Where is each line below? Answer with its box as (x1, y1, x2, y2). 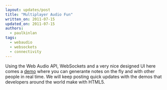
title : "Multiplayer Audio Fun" (5, 12, 73, 17)
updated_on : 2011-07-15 (5, 21, 55, 26)
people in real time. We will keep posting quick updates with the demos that (5, 73, 162, 79)
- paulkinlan (10, 30, 37, 35)
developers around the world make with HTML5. (5, 78, 105, 85)
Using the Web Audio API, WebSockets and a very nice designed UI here (5, 63, 156, 69)
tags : (5, 35, 17, 40)
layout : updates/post (5, 7, 51, 12)
